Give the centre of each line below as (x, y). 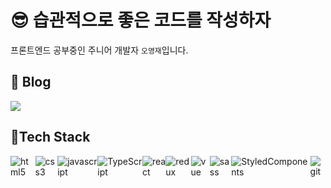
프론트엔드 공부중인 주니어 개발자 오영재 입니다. (99, 50)
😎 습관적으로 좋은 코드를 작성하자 (141, 20)
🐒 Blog (31, 82)
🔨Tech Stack (50, 137)
